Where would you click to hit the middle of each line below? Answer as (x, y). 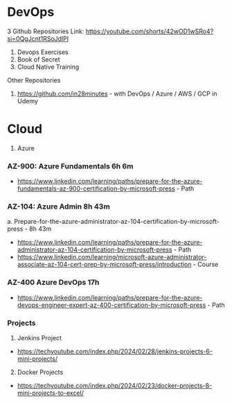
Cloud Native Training (48, 67)
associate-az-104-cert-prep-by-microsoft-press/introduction (104, 265)
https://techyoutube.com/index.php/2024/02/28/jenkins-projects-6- (115, 351)
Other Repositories (34, 80)
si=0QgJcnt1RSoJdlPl (38, 38)
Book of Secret (38, 59)
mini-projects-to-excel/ (51, 393)
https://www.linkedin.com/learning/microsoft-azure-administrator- (112, 257)
